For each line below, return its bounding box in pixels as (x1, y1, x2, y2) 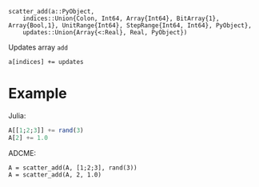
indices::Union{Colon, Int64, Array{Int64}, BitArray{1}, (22, 14, 220, 22)
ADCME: (8, 148, 37, 157)
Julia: (8, 110, 26, 120)
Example (8, 85, 67, 103)
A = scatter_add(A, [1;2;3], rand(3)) (8, 164, 137, 172)
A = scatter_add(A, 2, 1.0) (8, 170, 102, 179)
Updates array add (8, 42, 68, 52)
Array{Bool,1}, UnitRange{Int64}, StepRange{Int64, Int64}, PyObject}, (8, 22, 252, 30)
